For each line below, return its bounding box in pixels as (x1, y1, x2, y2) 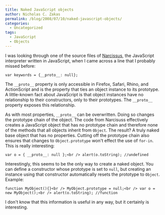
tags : (5, 30, 16, 35)
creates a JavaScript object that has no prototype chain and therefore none (5, 122, 158, 128)
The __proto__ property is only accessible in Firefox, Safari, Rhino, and (5, 81, 149, 87)
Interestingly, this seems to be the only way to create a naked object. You (5, 161, 154, 167)
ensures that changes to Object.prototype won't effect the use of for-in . (5, 137, 154, 143)
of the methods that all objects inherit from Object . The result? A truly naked (5, 127, 160, 133)
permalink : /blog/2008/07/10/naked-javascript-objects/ (5, 16, 122, 21)
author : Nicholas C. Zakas (5, 12, 61, 17)
